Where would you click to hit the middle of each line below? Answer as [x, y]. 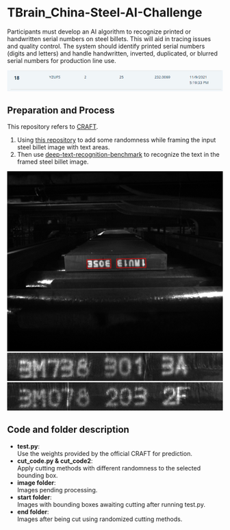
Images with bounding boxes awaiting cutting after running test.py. [111, 504]
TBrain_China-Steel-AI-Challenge [105, 13]
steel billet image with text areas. [63, 147]
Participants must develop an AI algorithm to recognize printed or [99, 31]
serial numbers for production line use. [62, 60]
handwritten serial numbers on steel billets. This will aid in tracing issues [109, 38]
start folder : [34, 497]
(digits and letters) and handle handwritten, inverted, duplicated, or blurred [112, 53]
